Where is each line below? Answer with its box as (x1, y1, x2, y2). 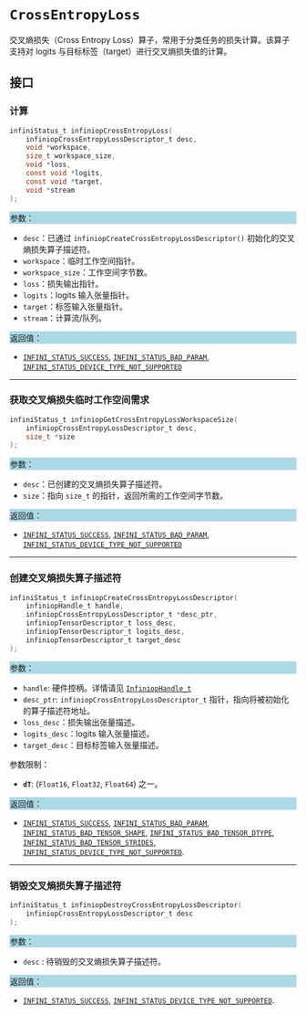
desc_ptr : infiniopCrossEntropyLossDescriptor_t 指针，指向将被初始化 (22, 693, 290, 704)
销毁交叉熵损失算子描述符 (9, 879, 122, 892)
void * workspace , (25, 143, 92, 153)
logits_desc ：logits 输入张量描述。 (22, 728, 155, 739)
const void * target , (25, 176, 104, 186)
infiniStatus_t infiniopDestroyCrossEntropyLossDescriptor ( (9, 901, 243, 910)
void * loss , (25, 160, 71, 170)
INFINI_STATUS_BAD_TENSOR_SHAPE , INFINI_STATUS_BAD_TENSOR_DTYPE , (22, 827, 275, 838)
